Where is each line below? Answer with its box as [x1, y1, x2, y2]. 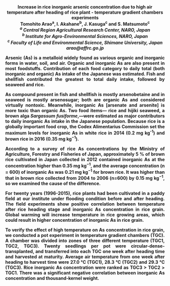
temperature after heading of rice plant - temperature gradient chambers [7, 9, 163, 15]
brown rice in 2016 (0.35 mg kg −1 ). [5, 135, 79, 142]
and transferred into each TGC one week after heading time [35, 248, 165, 254]
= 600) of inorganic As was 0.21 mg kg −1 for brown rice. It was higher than [5, 168, 165, 175]
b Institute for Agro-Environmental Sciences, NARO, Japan [22, 32, 148, 39]
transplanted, [5, 248, 34, 254]
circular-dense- [131, 243, 165, 249]
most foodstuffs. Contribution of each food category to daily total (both [5, 65, 165, 71]
